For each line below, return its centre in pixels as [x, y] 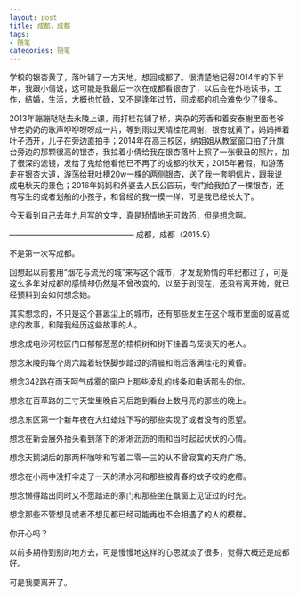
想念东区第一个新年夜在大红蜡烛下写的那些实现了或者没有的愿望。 [130, 419]
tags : [19, 34]
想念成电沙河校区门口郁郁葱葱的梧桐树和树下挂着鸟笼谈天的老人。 [130, 344]
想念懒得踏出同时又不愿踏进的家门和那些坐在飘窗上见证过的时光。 [130, 495]
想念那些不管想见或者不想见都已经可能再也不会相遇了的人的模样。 [130, 515]
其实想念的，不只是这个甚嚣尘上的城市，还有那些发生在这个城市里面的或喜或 [149, 314]
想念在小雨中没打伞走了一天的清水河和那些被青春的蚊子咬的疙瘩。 [130, 476]
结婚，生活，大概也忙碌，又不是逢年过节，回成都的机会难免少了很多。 [153, 100]
